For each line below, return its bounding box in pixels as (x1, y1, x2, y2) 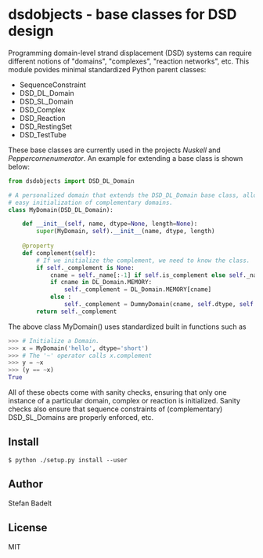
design (8, 22, 54, 40)
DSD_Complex (19, 104, 66, 115)
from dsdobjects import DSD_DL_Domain (8, 177, 135, 185)
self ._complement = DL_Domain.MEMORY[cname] (63, 286, 212, 294)
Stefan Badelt (8, 498, 52, 508)
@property (22, 242, 55, 250)
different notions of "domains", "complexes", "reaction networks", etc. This (8, 57, 250, 66)
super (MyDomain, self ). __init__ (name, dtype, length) (36, 228, 215, 235)
